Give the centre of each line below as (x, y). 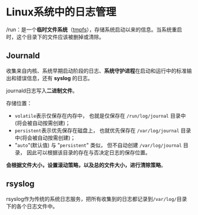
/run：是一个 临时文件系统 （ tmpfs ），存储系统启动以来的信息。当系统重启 (94, 29)
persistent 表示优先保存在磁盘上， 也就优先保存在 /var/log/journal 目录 (103, 130)
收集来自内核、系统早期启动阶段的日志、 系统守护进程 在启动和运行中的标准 (96, 71)
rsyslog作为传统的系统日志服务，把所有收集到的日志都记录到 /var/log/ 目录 (97, 199)
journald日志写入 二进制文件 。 (42, 90)
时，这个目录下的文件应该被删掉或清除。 (55, 37)
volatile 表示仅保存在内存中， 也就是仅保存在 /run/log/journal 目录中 (100, 115)
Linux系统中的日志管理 (61, 12)
